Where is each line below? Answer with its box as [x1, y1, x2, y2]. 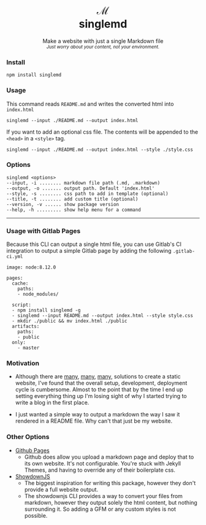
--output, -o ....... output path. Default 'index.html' [6, 185, 155, 191]
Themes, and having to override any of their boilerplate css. [24, 466, 176, 473]
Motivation [6, 359, 40, 367]
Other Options [6, 432, 50, 441]
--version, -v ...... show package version [6, 201, 120, 207]
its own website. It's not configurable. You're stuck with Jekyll [24, 459, 181, 467]
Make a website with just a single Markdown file [42, 37, 164, 45]
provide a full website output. [24, 486, 99, 493]
